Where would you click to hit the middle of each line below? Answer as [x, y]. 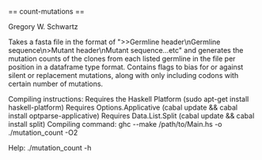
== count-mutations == [46, 11]
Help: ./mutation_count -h [50, 148]
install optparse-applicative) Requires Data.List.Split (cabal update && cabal [131, 116]
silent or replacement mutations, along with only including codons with [123, 75]
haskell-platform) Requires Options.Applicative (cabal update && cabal [123, 107]
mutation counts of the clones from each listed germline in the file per [122, 59]
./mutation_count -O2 [43, 132]
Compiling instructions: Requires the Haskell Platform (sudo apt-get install [129, 99]
